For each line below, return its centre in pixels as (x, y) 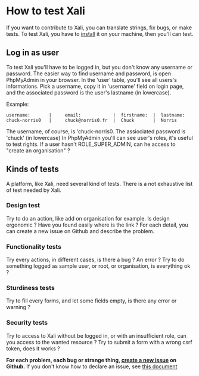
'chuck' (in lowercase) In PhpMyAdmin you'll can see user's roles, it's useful (100, 137)
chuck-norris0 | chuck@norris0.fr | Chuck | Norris (92, 120)
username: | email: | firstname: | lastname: (96, 115)
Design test (23, 206)
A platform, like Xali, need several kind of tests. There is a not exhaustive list (99, 184)
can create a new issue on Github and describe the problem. (80, 231)
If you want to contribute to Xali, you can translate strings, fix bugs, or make (99, 27)
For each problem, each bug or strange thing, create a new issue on (91, 360)
